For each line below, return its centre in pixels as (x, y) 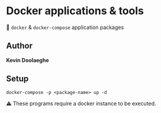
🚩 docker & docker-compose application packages (65, 27)
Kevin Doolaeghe (28, 60)
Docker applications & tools (75, 11)
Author (19, 46)
